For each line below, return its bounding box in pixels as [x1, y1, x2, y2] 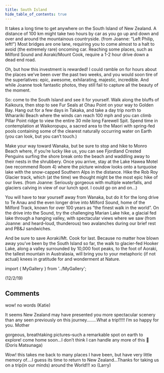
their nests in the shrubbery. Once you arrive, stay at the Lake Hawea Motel [5, 158, 158, 164]
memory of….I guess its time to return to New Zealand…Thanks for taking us [5, 357, 159, 363]
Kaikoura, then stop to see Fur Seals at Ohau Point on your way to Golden [5, 102, 154, 108]
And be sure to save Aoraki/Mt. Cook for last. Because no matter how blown [5, 235, 159, 241]
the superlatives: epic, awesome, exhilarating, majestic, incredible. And [5, 77, 149, 83]
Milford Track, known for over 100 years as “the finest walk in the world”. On [5, 205, 159, 211]
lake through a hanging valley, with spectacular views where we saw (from [5, 215, 156, 221]
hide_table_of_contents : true [5, 12, 67, 17]
